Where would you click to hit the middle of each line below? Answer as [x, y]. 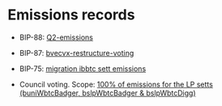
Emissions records [71, 15]
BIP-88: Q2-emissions [56, 37]
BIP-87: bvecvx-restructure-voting [77, 53]
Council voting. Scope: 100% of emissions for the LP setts [116, 84]
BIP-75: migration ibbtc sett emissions [83, 68]
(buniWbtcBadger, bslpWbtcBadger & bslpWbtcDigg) [107, 93]
